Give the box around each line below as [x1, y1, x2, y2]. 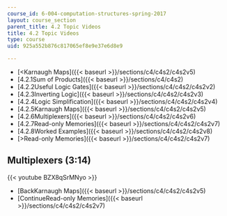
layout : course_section [7, 17, 77, 24]
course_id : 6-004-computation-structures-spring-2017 [7, 10, 167, 17]
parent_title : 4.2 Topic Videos [7, 23, 101, 30]
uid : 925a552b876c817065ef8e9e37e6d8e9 [7, 43, 123, 49]
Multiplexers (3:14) [7, 155, 92, 167]
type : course [7, 36, 45, 43]
